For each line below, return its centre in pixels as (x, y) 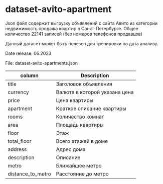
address (17, 149)
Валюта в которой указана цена (95, 92)
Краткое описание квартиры (91, 108)
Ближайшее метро (79, 165)
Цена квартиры (75, 100)
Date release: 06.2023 (28, 53)
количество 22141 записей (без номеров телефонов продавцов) (74, 34)
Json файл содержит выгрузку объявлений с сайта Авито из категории (81, 23)
